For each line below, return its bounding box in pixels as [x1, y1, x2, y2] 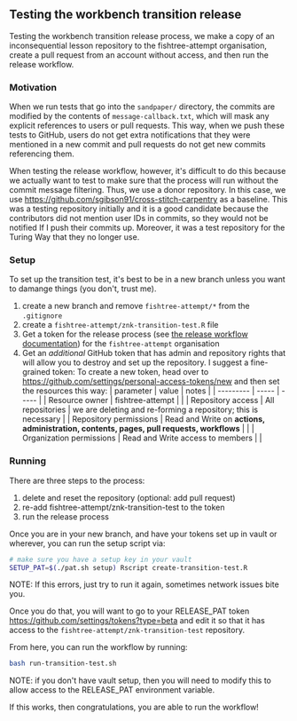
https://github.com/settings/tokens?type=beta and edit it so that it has [9, 615, 266, 626]
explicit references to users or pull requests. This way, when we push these [9, 120, 285, 131]
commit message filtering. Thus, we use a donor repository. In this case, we [9, 185, 286, 195]
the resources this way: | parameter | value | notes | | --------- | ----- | [21, 385, 280, 396]
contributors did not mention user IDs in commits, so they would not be [9, 213, 269, 224]
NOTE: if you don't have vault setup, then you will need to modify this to [9, 675, 272, 686]
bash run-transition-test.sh [9, 659, 117, 669]
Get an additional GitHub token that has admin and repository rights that [21, 348, 286, 359]
